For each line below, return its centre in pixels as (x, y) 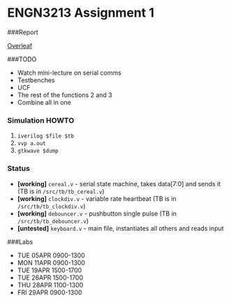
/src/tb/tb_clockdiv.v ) (51, 206)
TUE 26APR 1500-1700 (50, 278)
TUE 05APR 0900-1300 (51, 255)
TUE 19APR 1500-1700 (50, 270)
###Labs (20, 241)
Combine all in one (44, 102)
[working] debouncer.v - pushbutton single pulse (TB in (97, 213)
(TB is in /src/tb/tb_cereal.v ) (61, 191)
